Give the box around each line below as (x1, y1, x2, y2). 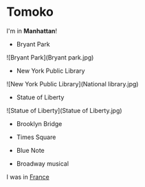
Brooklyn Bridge (16, 119, 63, 127)
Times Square (16, 133, 56, 141)
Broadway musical (16, 159, 69, 168)
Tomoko (6, 4, 54, 20)
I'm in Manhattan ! (6, 27, 58, 35)
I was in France (6, 173, 49, 181)
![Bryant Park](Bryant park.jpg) (6, 53, 94, 62)
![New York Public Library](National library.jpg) (6, 79, 139, 88)
